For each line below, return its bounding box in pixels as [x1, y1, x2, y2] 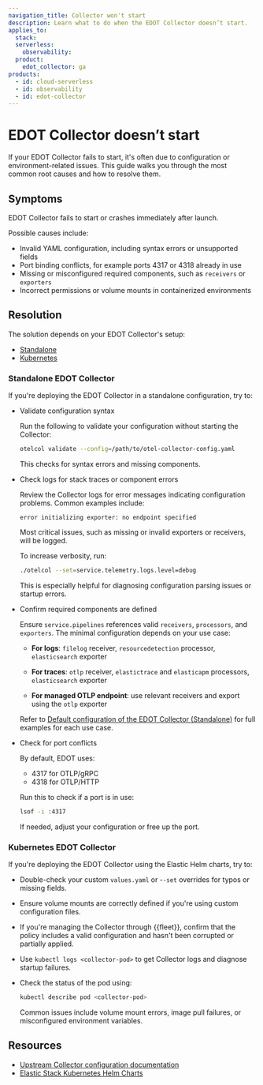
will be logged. [19, 535, 68, 545]
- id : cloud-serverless [15, 77, 93, 85]
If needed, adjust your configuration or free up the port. [19, 822, 200, 832]
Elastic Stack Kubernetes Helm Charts [19, 1068, 143, 1078]
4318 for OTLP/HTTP [31, 777, 100, 787]
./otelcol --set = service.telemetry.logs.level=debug [19, 566, 197, 574]
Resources [8, 1039, 62, 1053]
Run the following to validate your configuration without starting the [19, 422, 239, 431]
